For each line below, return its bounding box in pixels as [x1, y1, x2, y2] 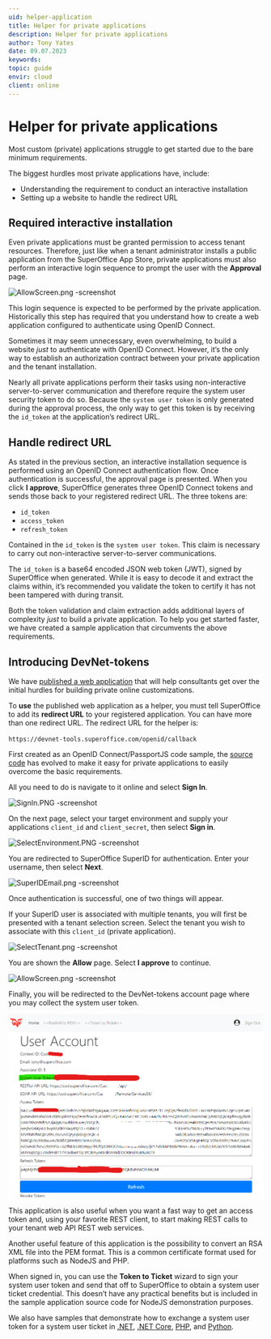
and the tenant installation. [8, 362, 97, 372]
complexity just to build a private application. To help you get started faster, [8, 614, 260, 624]
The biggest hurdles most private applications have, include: [8, 168, 210, 178]
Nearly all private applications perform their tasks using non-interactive [8, 377, 247, 388]
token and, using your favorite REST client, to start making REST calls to [8, 1214, 248, 1224]
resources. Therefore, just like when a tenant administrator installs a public [8, 246, 257, 256]
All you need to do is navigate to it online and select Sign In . [8, 782, 208, 792]
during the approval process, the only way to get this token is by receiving [8, 403, 256, 413]
